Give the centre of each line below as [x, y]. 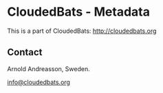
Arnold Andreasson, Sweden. [49, 68]
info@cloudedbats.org [39, 82]
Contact [25, 52]
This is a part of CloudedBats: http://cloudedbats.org [82, 31]
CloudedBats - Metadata [78, 12]
